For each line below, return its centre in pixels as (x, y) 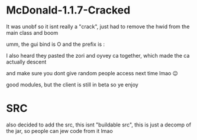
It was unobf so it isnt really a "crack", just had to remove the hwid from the (98, 26)
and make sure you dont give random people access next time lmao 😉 (92, 73)
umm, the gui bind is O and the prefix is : (56, 44)
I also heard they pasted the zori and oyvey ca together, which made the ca (98, 55)
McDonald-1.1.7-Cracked (68, 10)
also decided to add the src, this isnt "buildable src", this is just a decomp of (98, 125)
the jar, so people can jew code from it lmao (60, 131)
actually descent (26, 62)
